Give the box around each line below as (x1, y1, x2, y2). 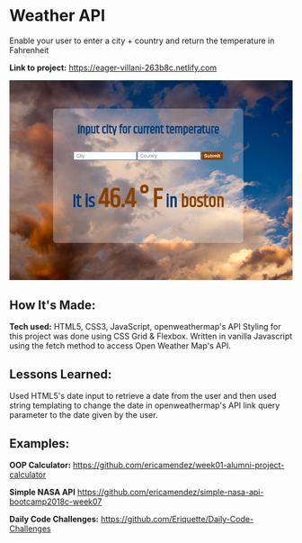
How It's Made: (9, 298, 96, 313)
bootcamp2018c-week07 (9, 496, 102, 507)
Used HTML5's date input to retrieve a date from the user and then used (9, 391, 277, 402)
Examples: (9, 436, 70, 451)
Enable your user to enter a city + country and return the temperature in (9, 35, 275, 46)
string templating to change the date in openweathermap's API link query (9, 400, 280, 411)
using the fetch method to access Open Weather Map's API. (9, 340, 232, 351)
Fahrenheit (9, 44, 49, 55)
